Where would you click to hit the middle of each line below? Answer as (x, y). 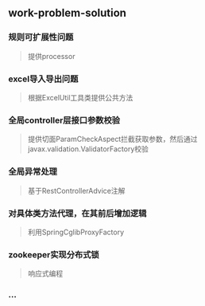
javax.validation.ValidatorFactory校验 (88, 149)
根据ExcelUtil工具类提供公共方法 (80, 97)
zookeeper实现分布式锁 (54, 254)
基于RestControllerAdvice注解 (76, 190)
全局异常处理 (33, 172)
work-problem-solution (68, 13)
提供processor (51, 56)
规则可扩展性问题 (41, 37)
